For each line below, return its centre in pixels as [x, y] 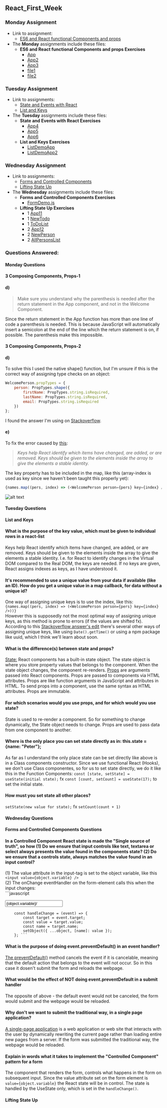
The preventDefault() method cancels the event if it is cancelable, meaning [82, 957]
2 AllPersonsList [44, 240]
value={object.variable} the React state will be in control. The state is [77, 1083]
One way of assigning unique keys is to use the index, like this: [69, 602]
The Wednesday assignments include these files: [63, 192]
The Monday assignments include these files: [59, 44]
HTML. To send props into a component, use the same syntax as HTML [78, 686]
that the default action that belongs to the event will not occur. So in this [79, 963]
